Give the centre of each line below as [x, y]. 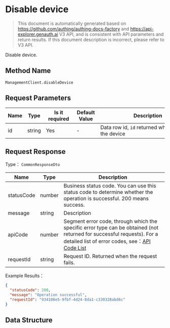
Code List [75, 248]
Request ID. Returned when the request [110, 256]
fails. [69, 263]
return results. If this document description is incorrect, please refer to [91, 40]
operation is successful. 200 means [106, 199]
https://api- [142, 28]
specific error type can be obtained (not [111, 228]
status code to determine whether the [108, 192]
